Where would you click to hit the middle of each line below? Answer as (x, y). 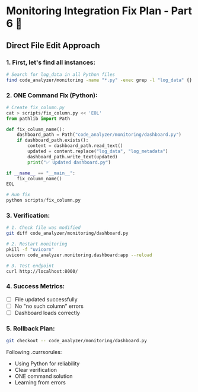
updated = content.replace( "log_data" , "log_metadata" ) (98, 152)
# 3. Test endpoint (30, 266)
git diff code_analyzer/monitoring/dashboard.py (67, 233)
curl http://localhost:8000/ (42, 271)
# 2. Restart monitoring (37, 244)
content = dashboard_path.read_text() (75, 146)
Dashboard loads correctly (47, 313)
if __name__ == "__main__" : (41, 173)
